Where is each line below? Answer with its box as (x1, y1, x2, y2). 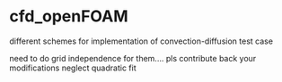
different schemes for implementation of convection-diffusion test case (9, 36, 274, 46)
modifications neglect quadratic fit (9, 62, 137, 73)
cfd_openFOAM (9, 6, 128, 27)
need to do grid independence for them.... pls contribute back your (9, 53, 257, 63)
